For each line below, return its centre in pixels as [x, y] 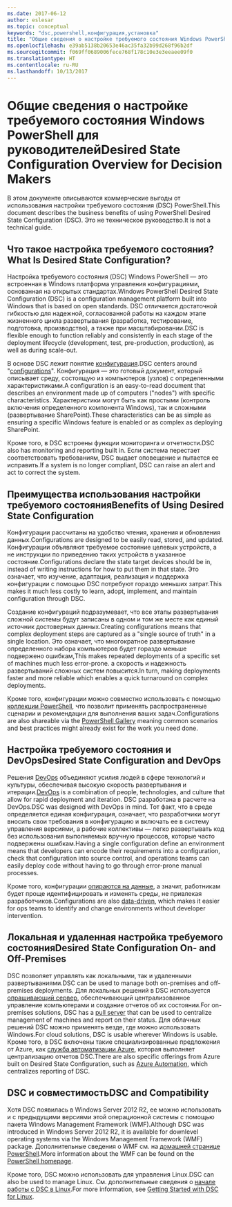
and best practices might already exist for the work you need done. [103, 728]
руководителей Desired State [94, 150]
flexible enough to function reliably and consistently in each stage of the [110, 335]
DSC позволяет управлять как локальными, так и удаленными [99, 975]
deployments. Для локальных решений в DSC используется [123, 990]
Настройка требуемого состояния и [89, 750]
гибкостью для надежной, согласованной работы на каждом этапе [107, 314]
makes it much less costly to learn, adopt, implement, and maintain [102, 591]
